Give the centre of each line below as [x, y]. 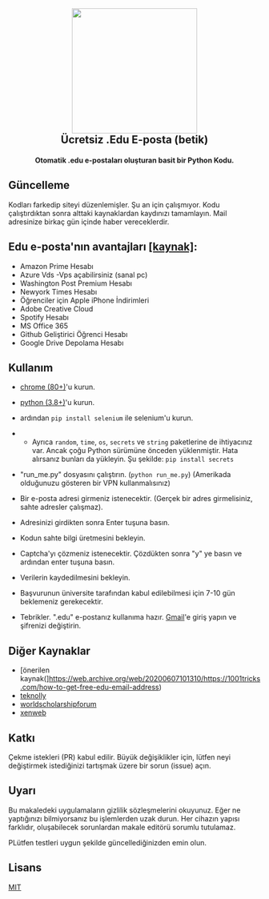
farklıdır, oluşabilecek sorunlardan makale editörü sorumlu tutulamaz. [122, 827]
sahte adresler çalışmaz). [61, 507]
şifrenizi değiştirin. [50, 626]
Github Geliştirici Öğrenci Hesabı [74, 334]
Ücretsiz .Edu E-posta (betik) [134, 140]
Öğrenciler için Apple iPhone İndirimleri [84, 300]
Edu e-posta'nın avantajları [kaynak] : [103, 247]
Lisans [25, 868]
